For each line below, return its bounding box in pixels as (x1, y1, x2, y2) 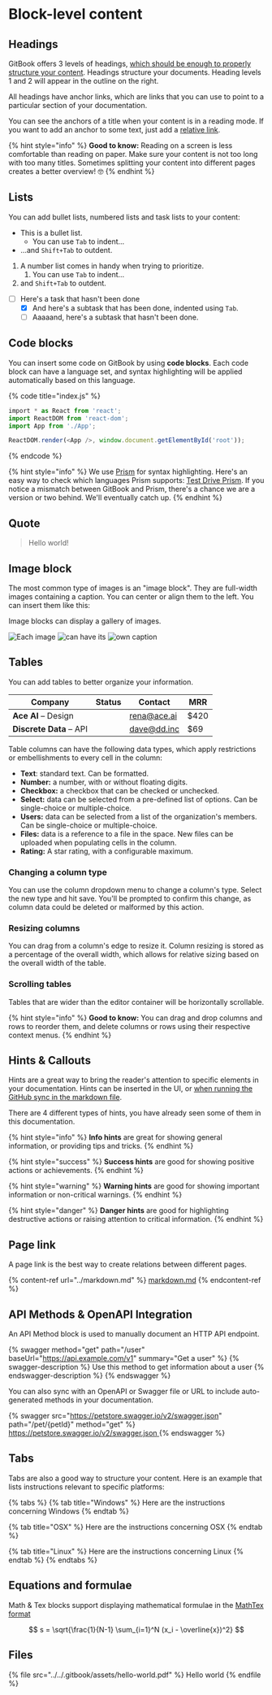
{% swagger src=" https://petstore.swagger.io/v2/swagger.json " (8, 1411, 222, 1421)
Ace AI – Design (12, 710, 75, 721)
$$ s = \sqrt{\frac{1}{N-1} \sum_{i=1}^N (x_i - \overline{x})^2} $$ (28, 1624, 245, 1634)
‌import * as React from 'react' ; (8, 406, 122, 415)
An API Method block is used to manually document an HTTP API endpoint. (8, 1329, 260, 1339)
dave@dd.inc (129, 723, 180, 734)
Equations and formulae (8, 1579, 132, 1593)
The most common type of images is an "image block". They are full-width (8, 583, 258, 593)
